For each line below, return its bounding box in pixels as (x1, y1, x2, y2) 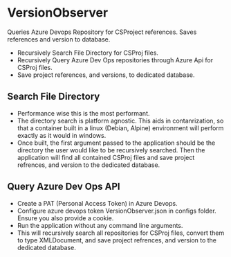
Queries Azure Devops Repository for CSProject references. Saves (7, 28, 197, 36)
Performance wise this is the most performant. (17, 109, 150, 117)
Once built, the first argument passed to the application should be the (17, 139, 216, 147)
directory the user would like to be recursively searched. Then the (17, 145, 205, 154)
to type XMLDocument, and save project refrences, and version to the (17, 236, 216, 244)
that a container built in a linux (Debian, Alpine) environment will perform (17, 123, 224, 132)
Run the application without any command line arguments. (17, 221, 183, 229)
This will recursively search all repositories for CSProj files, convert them (17, 229, 225, 237)
